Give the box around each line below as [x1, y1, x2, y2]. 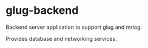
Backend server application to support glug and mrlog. [5, 23, 143, 31]
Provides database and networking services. [5, 35, 118, 42]
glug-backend [5, 4, 79, 17]
